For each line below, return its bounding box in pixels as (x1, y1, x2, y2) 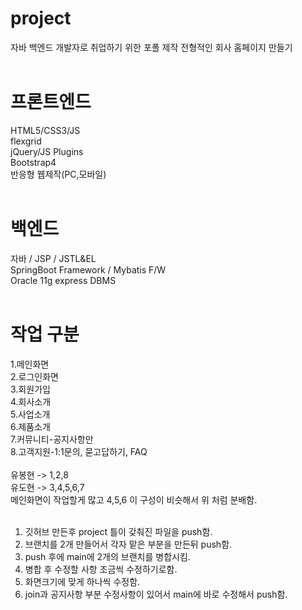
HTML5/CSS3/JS (10, 124, 81, 136)
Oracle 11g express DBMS (10, 274, 117, 286)
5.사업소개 (10, 408, 51, 420)
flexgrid (10, 135, 42, 147)
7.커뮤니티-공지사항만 (10, 433, 94, 445)
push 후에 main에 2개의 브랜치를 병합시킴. (24, 550, 191, 562)
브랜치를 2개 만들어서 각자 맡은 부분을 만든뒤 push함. (24, 538, 233, 550)
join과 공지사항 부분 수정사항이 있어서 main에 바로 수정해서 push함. (24, 588, 288, 600)
